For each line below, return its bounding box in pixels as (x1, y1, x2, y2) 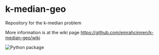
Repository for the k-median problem (5, 20, 82, 26)
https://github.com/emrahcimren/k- (80, 29, 154, 35)
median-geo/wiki (5, 35, 41, 41)
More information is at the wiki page (5, 29, 80, 35)
